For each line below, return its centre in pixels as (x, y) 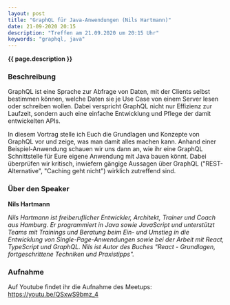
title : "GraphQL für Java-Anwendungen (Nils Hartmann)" (90, 20)
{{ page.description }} (40, 59)
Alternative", (25, 171)
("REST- (211, 164)
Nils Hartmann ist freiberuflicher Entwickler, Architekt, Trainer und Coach (112, 217)
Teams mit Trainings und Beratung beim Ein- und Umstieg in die (99, 232)
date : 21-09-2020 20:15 (42, 26)
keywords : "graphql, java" (46, 39)
